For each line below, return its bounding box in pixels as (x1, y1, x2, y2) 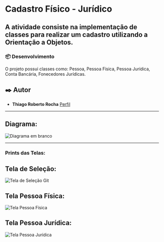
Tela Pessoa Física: (5, 192, 65, 200)
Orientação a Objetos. (5, 38, 73, 46)
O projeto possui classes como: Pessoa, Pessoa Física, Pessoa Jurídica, (5, 66, 150, 72)
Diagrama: (5, 120, 38, 128)
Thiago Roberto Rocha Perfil (12, 101, 71, 107)
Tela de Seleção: (5, 164, 57, 173)
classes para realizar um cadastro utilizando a (5, 30, 148, 39)
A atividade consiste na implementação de (5, 23, 138, 31)
